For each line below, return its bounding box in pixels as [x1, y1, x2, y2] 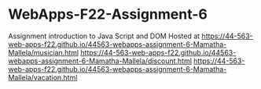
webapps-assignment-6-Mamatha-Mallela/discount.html [8, 56, 193, 66]
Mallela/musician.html [8, 48, 79, 57]
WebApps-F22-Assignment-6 [8, 5, 208, 23]
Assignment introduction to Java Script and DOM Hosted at [8, 31, 200, 41]
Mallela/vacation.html [8, 73, 78, 82]
